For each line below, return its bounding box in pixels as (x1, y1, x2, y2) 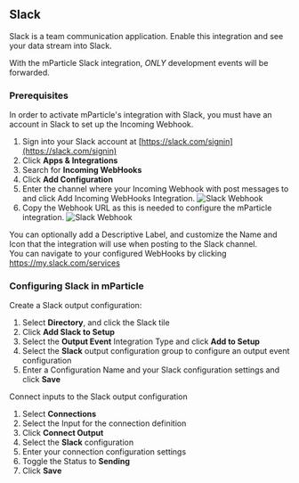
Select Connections (21, 409, 97, 420)
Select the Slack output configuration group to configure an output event (21, 346, 290, 356)
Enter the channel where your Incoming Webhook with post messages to (21, 184, 289, 194)
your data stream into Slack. (9, 40, 113, 51)
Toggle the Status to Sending (21, 456, 131, 467)
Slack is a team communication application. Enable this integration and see (9, 30, 284, 41)
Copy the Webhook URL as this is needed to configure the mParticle (21, 202, 272, 213)
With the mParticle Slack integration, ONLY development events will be (9, 57, 269, 68)
